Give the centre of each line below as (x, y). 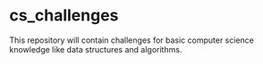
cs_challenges (64, 16)
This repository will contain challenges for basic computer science (132, 40)
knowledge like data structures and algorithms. (96, 49)
